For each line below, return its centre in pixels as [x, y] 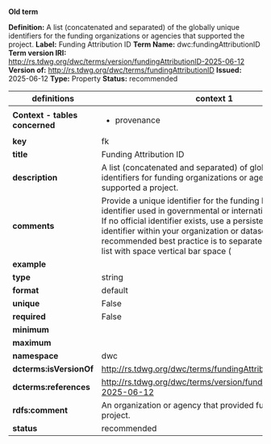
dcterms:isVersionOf [53, 369]
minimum [31, 330]
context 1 [215, 98]
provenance [138, 120]
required [29, 316]
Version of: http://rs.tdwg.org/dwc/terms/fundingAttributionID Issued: [125, 70]
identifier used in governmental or [165, 211]
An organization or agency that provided [177, 405]
